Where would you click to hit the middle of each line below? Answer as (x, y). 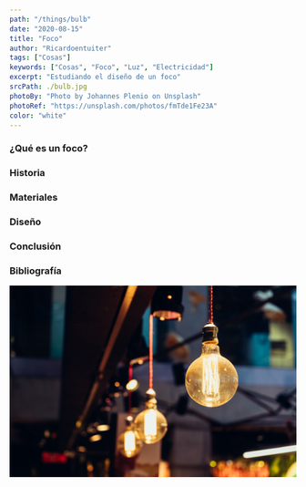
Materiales (34, 198)
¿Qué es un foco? (49, 149)
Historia (27, 173)
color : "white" (38, 115)
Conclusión (36, 246)
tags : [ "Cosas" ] (40, 58)
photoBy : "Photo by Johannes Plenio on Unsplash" (106, 96)
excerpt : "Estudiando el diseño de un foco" (95, 78)
